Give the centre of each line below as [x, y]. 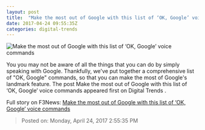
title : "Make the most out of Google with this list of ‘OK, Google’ [98, 18]
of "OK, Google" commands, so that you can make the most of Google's [97, 78]
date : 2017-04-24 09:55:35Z [42, 23]
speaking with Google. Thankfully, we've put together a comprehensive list [100, 71]
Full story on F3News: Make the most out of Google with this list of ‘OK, [96, 103]
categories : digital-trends [42, 29]
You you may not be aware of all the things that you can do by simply [93, 65]
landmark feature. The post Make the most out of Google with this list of [97, 84]
